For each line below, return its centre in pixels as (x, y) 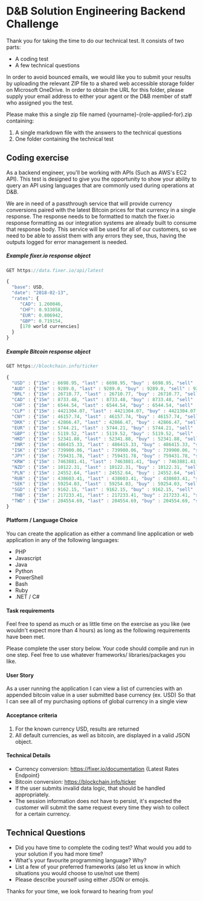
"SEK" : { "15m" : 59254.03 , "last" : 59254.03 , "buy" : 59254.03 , (97, 484)
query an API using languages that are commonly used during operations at (100, 185)
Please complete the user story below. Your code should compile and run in (100, 648)
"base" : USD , (28, 287)
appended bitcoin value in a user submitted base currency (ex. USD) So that (101, 695)
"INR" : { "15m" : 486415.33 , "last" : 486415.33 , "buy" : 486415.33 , (101, 445)
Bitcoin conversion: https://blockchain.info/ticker (76, 781)
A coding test (32, 59)
